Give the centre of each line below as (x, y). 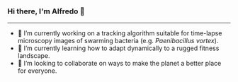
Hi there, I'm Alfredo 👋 (46, 11)
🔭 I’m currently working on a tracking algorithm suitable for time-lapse (120, 33)
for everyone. (37, 71)
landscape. (34, 56)
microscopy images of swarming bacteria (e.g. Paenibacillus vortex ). (118, 41)
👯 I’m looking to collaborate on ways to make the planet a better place (119, 64)
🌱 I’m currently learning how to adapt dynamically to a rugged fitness (118, 48)
